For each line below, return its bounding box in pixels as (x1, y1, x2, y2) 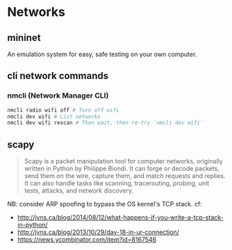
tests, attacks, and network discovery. (24, 186, 134, 195)
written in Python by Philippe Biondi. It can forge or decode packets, (24, 164, 220, 173)
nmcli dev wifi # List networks (7, 113, 101, 120)
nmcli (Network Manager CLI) (7, 91, 109, 100)
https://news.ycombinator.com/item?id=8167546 (17, 235, 157, 244)
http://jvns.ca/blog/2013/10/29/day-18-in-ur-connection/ (17, 228, 179, 236)
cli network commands (7, 70, 109, 82)
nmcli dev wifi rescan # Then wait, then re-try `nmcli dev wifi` (7, 119, 204, 127)
